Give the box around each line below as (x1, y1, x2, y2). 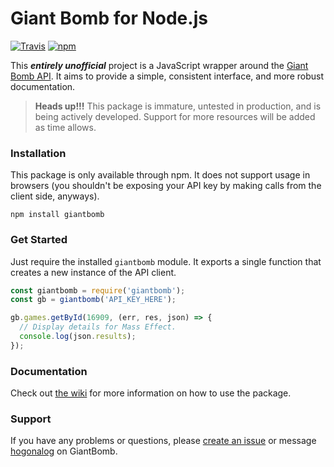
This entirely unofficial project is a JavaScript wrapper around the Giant (10, 59, 309, 71)
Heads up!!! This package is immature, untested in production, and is (34, 100, 322, 112)
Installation (10, 146, 67, 160)
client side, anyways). (10, 190, 100, 202)
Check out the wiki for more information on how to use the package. (10, 387, 292, 399)
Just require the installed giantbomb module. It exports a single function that (10, 255, 322, 267)
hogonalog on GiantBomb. (10, 445, 118, 457)
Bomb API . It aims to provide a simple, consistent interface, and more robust (10, 70, 325, 82)
